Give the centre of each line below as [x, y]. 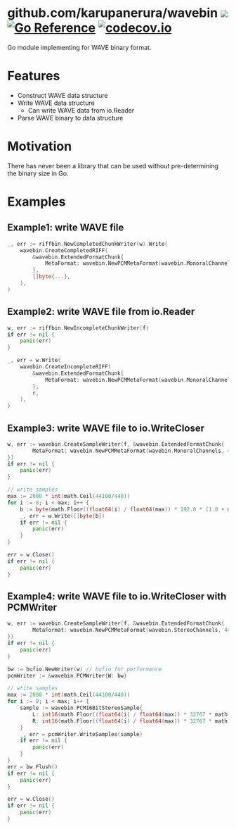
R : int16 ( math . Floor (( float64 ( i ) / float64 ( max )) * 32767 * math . [132, 721]
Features [34, 76]
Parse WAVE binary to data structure [70, 118]
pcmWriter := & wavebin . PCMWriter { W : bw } [67, 675]
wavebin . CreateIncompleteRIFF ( [66, 367]
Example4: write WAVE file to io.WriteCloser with [117, 596]
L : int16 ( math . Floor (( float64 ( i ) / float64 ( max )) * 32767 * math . [132, 714]
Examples [37, 201]
